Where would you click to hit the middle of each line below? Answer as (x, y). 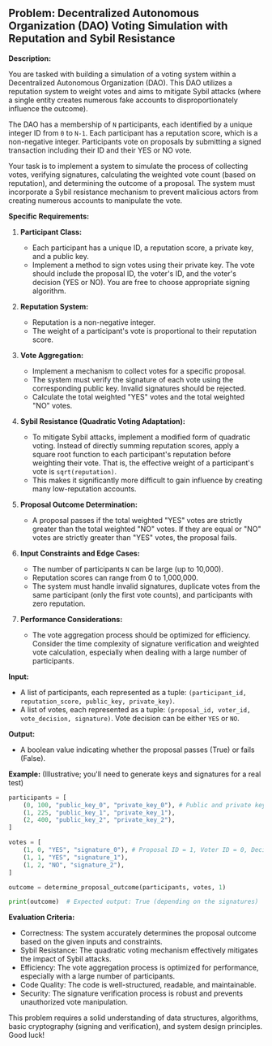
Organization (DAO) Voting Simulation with (118, 26)
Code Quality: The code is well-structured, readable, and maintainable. (138, 985)
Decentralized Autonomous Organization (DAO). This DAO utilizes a (121, 82)
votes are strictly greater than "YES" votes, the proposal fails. (134, 537)
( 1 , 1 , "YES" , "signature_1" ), (76, 857)
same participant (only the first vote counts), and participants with (142, 594)
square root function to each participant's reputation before (132, 454)
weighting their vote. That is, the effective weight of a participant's (143, 463)
